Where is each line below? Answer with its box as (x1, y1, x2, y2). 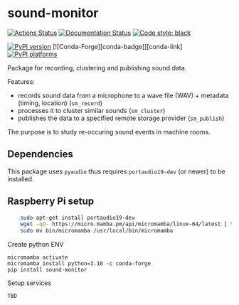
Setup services (7, 279, 52, 287)
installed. (7, 174, 34, 183)
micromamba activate (7, 254, 69, 261)
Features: (7, 77, 36, 86)
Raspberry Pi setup (7, 196, 95, 208)
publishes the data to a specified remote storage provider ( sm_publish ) (17, 114, 225, 122)
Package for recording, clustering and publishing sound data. (7, 63, 187, 72)
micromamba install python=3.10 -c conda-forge (7, 260, 152, 267)
